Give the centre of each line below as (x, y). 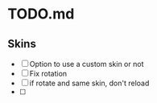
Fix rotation (48, 74)
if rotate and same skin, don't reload (89, 83)
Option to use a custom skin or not (87, 64)
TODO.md (41, 14)
